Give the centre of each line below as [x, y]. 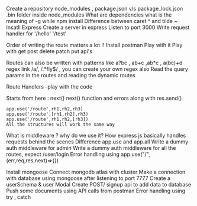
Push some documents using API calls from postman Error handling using [96, 191]
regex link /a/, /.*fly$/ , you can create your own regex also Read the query [97, 69]
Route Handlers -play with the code [49, 87]
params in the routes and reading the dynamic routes [71, 75]
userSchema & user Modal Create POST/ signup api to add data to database [98, 184]
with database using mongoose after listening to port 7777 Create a [88, 178]
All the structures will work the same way [61, 125]
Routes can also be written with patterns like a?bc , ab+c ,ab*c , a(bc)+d [94, 63]
